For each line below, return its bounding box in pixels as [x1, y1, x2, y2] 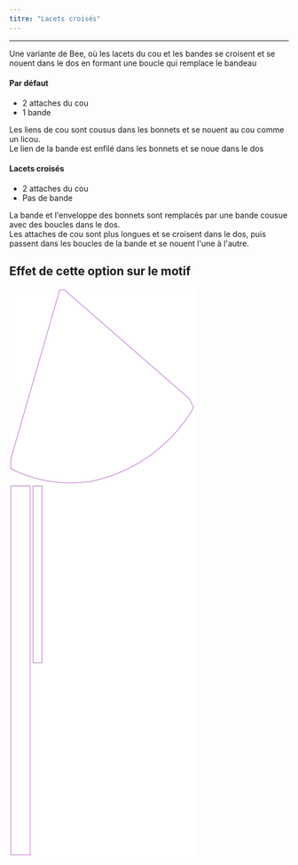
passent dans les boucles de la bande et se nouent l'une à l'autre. [9, 238, 250, 249]
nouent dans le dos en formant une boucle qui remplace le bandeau [9, 58, 257, 68]
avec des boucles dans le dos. [9, 219, 121, 230]
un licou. [9, 133, 41, 144]
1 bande [21, 107, 51, 117]
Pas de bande [21, 193, 74, 203]
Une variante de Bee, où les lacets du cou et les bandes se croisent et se [9, 48, 276, 59]
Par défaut [9, 78, 49, 89]
